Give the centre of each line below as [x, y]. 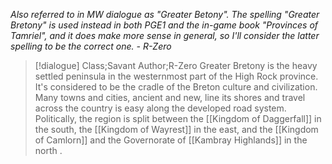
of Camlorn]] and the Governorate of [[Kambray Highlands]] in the [171, 140]
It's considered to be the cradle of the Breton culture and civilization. [176, 87]
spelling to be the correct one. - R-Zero [91, 46]
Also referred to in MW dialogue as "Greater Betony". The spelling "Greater [165, 14]
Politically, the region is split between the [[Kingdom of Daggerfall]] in [178, 118]
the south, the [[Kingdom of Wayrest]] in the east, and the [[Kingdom [176, 129]
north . [48, 150]
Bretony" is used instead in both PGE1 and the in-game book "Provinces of [164, 25]
